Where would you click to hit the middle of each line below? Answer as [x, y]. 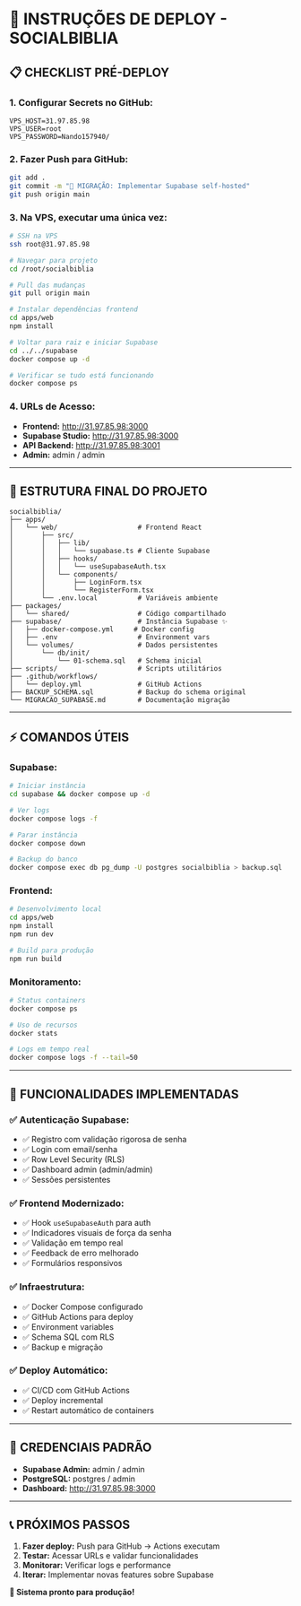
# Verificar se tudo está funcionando [82, 375]
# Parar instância [43, 835]
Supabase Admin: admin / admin [83, 1469]
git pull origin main [50, 293]
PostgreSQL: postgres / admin [79, 1479]
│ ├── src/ [42, 535]
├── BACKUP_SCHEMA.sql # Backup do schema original [128, 692]
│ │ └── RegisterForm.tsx [82, 590]
